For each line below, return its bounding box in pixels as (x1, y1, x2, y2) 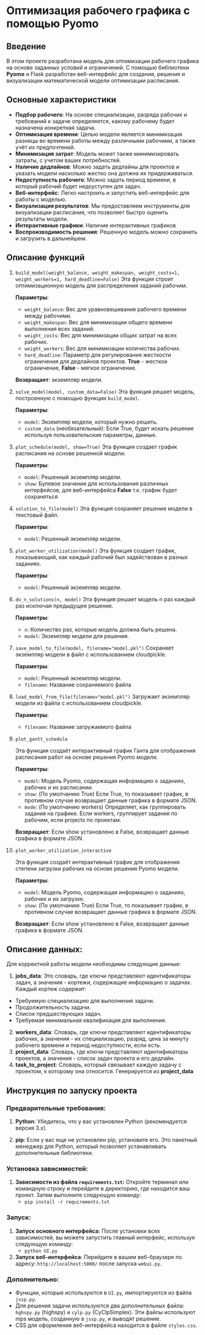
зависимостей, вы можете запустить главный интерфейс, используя (15, 1233, 195, 1241)
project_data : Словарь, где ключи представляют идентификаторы (15, 1048, 188, 1055)
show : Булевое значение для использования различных (24, 479, 169, 487)
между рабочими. (24, 312, 72, 319)
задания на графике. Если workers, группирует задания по (24, 810, 178, 817)
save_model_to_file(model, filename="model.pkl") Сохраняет (15, 644, 174, 652)
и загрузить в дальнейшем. (15, 234, 88, 242)
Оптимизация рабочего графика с (6, 4, 190, 18)
